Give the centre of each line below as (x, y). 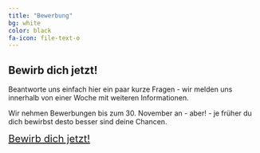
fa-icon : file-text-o (44, 38)
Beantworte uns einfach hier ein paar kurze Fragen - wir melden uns (120, 89)
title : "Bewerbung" (41, 16)
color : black (30, 30)
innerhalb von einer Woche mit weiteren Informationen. (98, 98)
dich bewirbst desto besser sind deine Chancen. (88, 122)
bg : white (25, 23)
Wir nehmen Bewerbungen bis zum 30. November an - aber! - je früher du (130, 113)
